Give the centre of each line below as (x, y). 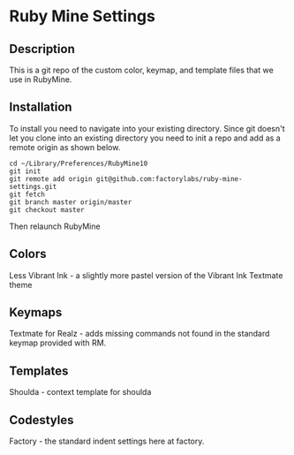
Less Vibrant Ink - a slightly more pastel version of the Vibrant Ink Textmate (146, 275)
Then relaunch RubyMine (55, 226)
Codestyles (41, 420)
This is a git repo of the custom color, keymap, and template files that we (141, 70)
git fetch (27, 194)
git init (25, 171)
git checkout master (47, 209)
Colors (28, 254)
